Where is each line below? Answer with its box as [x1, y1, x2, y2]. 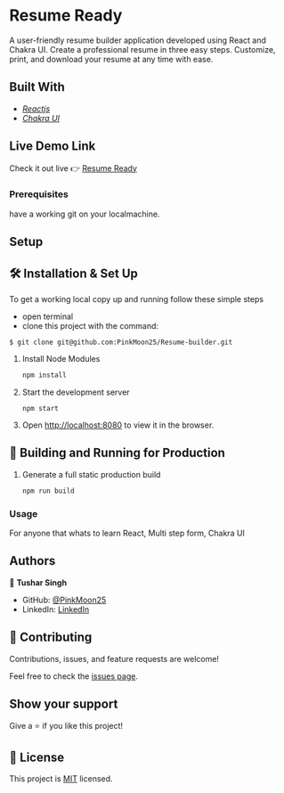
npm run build [21, 486, 75, 495]
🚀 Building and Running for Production [9, 446, 225, 461]
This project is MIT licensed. [9, 773, 113, 784]
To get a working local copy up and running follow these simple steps [9, 294, 264, 305]
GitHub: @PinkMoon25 [21, 594, 107, 605]
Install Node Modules [21, 354, 101, 364]
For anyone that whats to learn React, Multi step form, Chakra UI [9, 527, 245, 538]
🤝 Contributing [9, 630, 93, 645]
